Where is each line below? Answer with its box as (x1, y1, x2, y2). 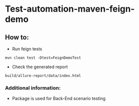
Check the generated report (12, 64, 68, 70)
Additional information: (5, 84, 61, 91)
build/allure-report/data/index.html (5, 73, 81, 78)
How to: (5, 33, 29, 41)
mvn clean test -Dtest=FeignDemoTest (5, 55, 81, 60)
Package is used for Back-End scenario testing (12, 96, 106, 102)
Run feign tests (12, 46, 43, 52)
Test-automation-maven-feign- (5, 3, 135, 15)
